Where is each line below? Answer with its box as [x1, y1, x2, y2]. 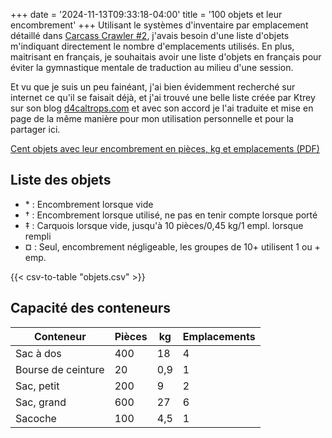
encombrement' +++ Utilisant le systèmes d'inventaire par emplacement [10, 19, 309, 31]
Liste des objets [10, 172, 112, 189]
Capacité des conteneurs [10, 300, 172, 317]
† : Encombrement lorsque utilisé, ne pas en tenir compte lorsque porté [24, 209, 318, 221]
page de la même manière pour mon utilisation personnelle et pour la [10, 113, 294, 124]
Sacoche [15, 411, 57, 425]
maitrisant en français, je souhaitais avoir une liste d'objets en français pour [10, 51, 322, 63]
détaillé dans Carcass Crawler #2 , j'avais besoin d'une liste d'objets [10, 30, 290, 41]
